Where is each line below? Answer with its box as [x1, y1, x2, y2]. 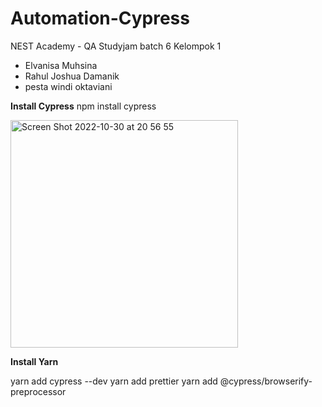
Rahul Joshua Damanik [24, 70, 120, 82]
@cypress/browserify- [219, 375, 313, 387]
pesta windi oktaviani [24, 80, 113, 92]
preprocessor [10, 385, 67, 397]
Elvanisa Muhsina [24, 59, 98, 71]
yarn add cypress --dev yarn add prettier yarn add [10, 375, 218, 387]
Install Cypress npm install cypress [10, 100, 157, 112]
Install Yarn [10, 355, 59, 367]
